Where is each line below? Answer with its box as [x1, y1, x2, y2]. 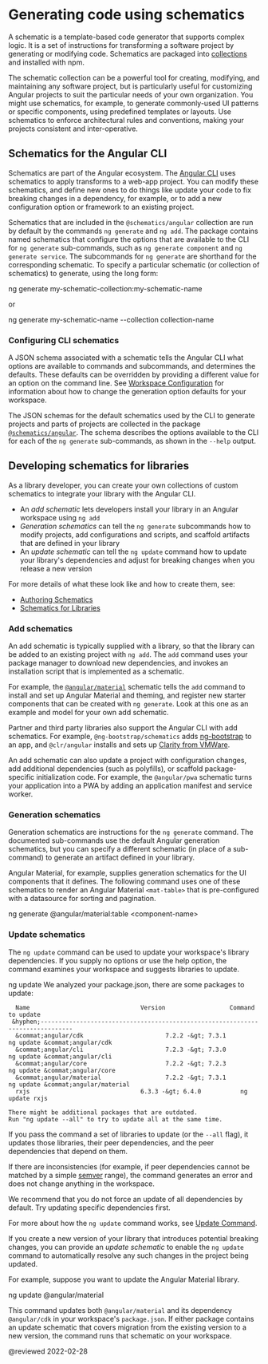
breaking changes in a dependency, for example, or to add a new [8, 193, 223, 203]
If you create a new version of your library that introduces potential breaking [8, 1233, 259, 1243]
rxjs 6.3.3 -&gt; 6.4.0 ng [15, 1087, 248, 1095]
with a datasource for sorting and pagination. [8, 894, 156, 903]
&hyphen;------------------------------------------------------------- [11, 1018, 259, 1026]
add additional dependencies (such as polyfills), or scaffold [8, 764, 203, 773]
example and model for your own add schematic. [8, 708, 169, 718]
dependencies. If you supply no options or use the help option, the [8, 955, 227, 965]
